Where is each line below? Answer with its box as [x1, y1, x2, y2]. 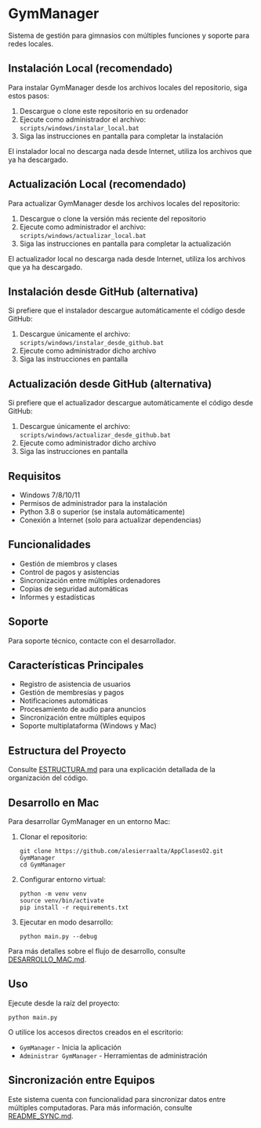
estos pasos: [8, 91, 49, 101]
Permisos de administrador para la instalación [19, 499, 168, 507]
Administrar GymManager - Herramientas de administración [19, 1050, 208, 1060]
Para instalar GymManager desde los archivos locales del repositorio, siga [8, 82, 248, 92]
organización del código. [8, 773, 89, 782]
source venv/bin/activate [19, 897, 104, 905]
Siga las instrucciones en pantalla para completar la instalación [19, 131, 223, 141]
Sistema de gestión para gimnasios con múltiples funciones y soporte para [8, 31, 250, 40]
